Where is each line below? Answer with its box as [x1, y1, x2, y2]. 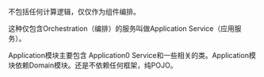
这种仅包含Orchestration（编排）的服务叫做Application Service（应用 [8, 24, 235, 33]
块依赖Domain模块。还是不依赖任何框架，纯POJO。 [8, 60, 178, 70]
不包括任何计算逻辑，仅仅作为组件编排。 [8, 7, 140, 16]
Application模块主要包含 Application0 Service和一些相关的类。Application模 [8, 51, 256, 60]
